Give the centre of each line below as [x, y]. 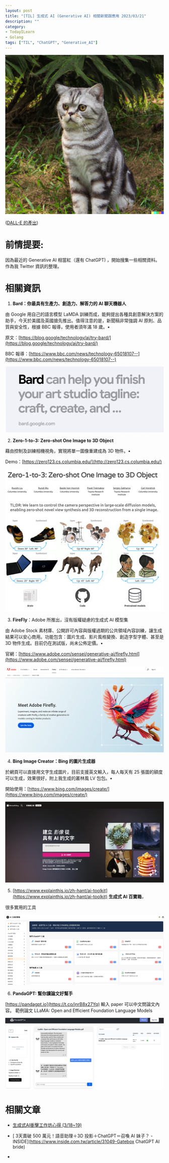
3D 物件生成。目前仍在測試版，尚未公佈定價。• [54, 643]
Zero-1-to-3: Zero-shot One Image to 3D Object [63, 441]
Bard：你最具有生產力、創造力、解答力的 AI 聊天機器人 [69, 304]
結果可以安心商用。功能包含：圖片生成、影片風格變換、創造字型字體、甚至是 [84, 637]
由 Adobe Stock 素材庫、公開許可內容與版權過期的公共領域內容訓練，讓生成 [84, 631]
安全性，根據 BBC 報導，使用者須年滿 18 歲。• [62, 327]
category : [16, 27]
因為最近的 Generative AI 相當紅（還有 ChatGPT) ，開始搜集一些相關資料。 [82, 260]
